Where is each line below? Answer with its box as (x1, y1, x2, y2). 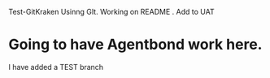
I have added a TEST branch (8, 62, 104, 71)
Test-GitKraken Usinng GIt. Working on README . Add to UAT (8, 7, 215, 16)
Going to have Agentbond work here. (8, 36, 263, 54)
